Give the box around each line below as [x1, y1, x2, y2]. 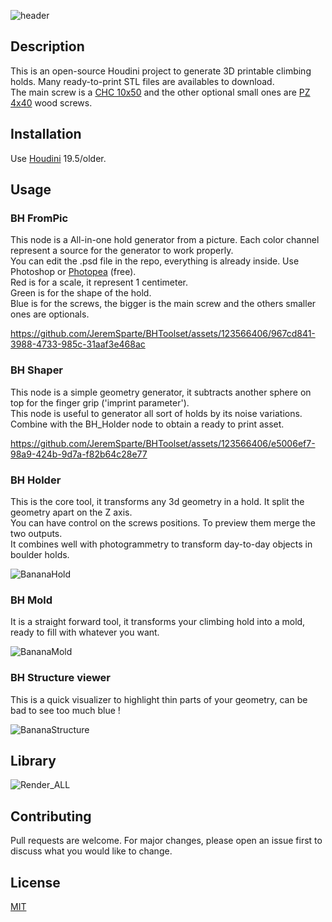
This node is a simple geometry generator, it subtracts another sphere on [10, 386, 312, 398]
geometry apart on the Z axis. [10, 506, 133, 518]
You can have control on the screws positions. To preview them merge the [10, 516, 317, 529]
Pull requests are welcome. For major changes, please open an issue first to [10, 835, 323, 847]
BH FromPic [10, 211, 69, 225]
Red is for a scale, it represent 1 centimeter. [10, 276, 188, 289]
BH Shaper [10, 363, 64, 377]
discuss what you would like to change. [10, 845, 173, 857]
